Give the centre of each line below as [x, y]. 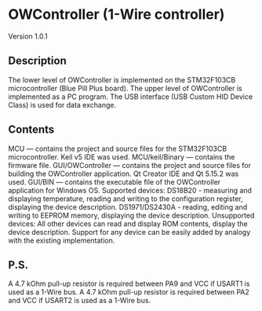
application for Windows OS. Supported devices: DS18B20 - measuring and [130, 190]
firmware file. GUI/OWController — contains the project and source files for [129, 165]
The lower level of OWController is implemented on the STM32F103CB [122, 79]
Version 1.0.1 [28, 36]
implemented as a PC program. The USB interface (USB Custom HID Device [131, 97]
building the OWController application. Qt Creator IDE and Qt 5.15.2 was [124, 174]
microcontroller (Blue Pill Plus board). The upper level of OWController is [126, 88]
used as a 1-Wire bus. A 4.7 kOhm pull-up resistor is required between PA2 [129, 292]
